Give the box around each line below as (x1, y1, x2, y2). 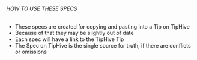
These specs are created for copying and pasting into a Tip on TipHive (14, 23, 190, 30)
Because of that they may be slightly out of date (14, 30, 134, 37)
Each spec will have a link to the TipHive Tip (14, 36, 124, 43)
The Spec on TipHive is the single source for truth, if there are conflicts (14, 42, 191, 49)
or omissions (14, 48, 47, 56)
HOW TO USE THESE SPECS (6, 5, 77, 12)
